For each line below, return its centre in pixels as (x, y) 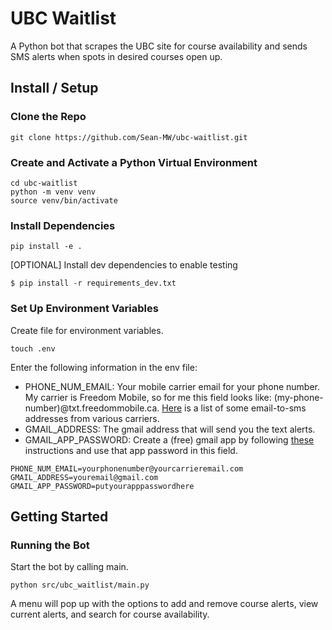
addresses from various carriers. (92, 418)
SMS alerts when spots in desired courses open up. (116, 56)
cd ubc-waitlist (44, 183)
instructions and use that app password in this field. (131, 450)
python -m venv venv (53, 192)
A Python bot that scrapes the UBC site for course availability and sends (159, 46)
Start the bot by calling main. (69, 567)
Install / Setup (54, 88)
